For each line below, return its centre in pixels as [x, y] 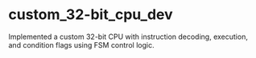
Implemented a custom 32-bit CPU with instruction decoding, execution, [128, 37]
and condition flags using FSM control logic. [81, 44]
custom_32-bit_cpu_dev [91, 15]
